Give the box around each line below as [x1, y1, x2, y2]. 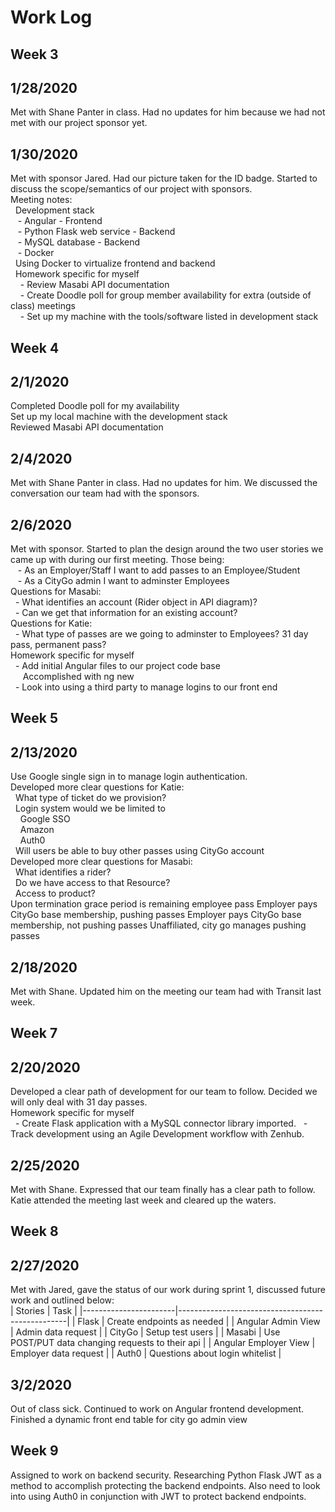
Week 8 [10, 1223, 59, 1240]
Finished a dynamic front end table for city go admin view [10, 1414, 248, 1426]
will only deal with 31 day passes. [10, 1096, 148, 1108]
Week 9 [10, 1442, 59, 1460]
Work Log [10, 6, 93, 29]
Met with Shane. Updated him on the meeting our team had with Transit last [10, 986, 322, 998]
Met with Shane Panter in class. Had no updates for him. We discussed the [10, 477, 318, 489]
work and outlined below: [10, 1294, 115, 1306]
